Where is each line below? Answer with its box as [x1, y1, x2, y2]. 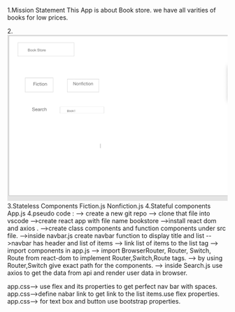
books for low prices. [7, 13, 69, 22]
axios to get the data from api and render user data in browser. [7, 269, 187, 277]
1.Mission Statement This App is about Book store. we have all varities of [7, 6, 216, 14]
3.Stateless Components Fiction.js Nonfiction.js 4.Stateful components [7, 202, 211, 211]
